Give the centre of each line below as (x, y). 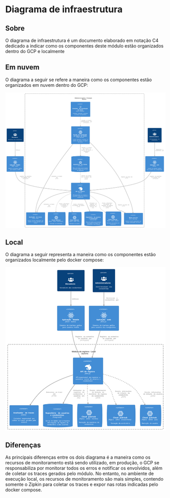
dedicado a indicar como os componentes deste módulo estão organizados (84, 46)
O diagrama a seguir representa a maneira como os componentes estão (81, 255)
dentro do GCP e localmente (35, 51)
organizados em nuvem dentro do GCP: (47, 85)
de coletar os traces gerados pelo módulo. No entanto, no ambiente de (80, 474)
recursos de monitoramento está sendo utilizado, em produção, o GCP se (82, 463)
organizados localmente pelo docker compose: (55, 260)
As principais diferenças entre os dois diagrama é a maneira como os (78, 457)
